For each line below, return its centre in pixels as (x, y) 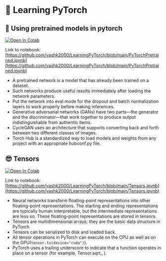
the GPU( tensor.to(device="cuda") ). (50, 242)
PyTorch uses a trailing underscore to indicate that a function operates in (86, 248)
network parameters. (34, 96)
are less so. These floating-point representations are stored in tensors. (84, 216)
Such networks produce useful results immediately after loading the (82, 91)
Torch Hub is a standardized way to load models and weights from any (84, 138)
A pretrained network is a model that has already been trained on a (81, 80)
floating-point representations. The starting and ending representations (85, 206)
